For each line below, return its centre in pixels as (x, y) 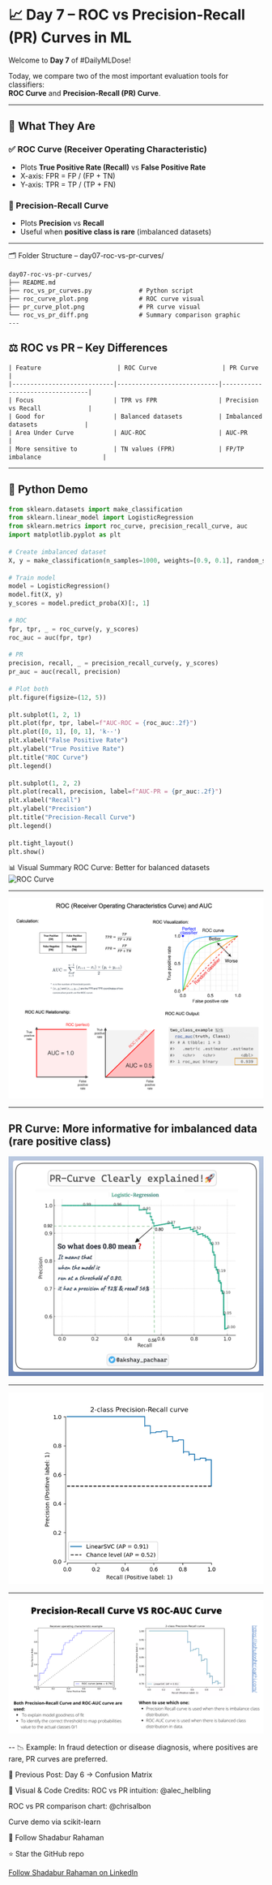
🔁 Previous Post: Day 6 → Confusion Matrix (81, 1775)
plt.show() (27, 852)
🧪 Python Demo (48, 490)
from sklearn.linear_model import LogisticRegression (101, 518)
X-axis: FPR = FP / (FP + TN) (68, 175)
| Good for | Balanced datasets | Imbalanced (136, 416)
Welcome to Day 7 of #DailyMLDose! (70, 60)
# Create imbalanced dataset (57, 552)
